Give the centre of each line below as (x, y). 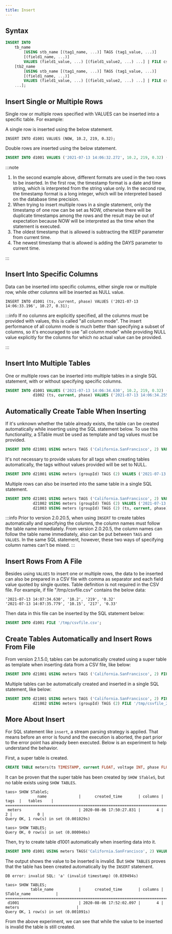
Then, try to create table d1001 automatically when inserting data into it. (81, 842)
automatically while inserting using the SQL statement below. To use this (82, 429)
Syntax (17, 31)
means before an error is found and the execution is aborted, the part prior (84, 737)
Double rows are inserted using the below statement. (61, 148)
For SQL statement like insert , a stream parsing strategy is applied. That (82, 732)
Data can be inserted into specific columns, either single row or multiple (81, 286)
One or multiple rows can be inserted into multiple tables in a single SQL (81, 375)
